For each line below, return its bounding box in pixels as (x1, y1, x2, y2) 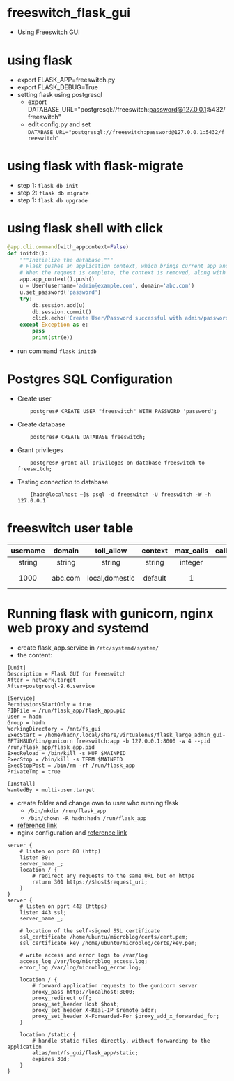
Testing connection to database (17, 477, 109, 486)
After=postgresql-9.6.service (7, 683, 95, 689)
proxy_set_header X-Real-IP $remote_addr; (32, 1006, 157, 1013)
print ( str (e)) (32, 334, 73, 341)
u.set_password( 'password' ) (19, 288, 101, 296)
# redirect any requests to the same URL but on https (32, 872, 195, 879)
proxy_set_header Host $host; (32, 1000, 120, 1008)
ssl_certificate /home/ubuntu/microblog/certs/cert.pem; (19, 933, 189, 940)
